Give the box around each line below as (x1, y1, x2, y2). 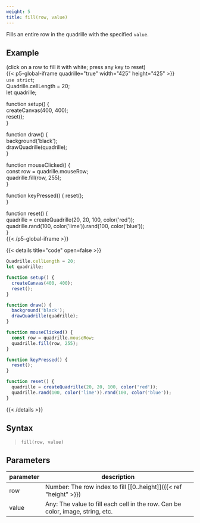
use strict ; (6, 76, 35, 83)
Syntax (6, 424, 33, 434)
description (101, 473, 135, 481)
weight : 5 (6, 8, 31, 15)
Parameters (6, 455, 51, 465)
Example (6, 48, 39, 58)
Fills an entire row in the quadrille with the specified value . (6, 30, 149, 38)
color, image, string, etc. (45, 508, 113, 516)
